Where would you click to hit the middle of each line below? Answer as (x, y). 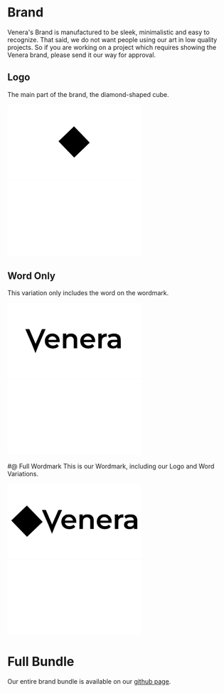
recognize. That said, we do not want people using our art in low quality (112, 39)
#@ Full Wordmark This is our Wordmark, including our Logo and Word (111, 466)
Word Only (31, 276)
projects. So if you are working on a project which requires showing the (112, 47)
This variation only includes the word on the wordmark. (88, 293)
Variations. (23, 473)
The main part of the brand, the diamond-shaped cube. (88, 94)
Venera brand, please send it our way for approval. (82, 55)
